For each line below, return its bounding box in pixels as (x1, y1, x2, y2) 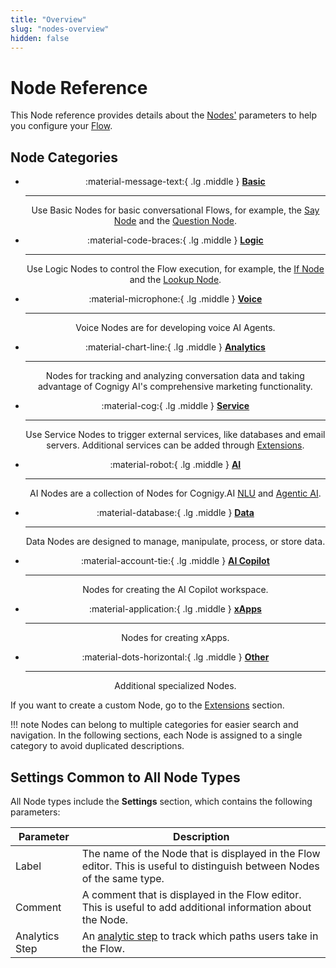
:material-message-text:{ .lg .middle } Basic (85, 176, 266, 188)
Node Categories (10, 149, 119, 166)
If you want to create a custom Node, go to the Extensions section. (10, 699, 285, 711)
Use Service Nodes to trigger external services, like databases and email (25, 429, 326, 441)
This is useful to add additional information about (81, 900, 312, 914)
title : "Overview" (10, 14, 87, 25)
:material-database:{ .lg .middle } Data (96, 507, 255, 519)
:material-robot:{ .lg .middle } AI (109, 459, 242, 471)
